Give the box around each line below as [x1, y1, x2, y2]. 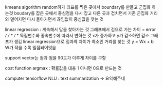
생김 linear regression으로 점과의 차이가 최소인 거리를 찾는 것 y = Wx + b [14, 39, 154, 44]
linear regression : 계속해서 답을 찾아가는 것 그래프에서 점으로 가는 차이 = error [5, 27, 156, 32]
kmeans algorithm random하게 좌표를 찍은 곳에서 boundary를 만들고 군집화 [5, 4, 151, 10]
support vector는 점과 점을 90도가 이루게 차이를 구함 [5, 55, 106, 60]
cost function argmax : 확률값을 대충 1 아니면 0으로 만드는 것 [5, 65, 122, 71]
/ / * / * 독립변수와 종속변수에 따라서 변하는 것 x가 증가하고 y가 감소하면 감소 [5, 33, 149, 38]
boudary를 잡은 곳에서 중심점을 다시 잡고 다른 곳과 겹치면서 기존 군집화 [14, 10, 149, 16]
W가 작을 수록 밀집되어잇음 [5, 45, 56, 50]
